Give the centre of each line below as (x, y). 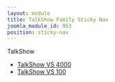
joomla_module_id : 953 (39, 26)
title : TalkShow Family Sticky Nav (58, 20)
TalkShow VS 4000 (44, 64)
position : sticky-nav (38, 32)
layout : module (29, 13)
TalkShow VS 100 (41, 72)
